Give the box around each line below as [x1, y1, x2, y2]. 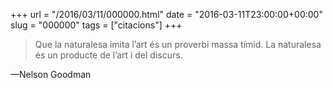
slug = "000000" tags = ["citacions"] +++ [10, 19, 183, 31]
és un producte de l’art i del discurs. [34, 49, 183, 61]
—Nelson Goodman [10, 69, 92, 80]
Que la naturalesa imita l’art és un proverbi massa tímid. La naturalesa [34, 39, 322, 50]
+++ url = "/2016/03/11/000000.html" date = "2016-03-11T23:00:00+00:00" [10, 9, 323, 20]
